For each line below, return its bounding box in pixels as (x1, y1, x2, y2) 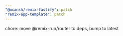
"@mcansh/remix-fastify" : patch (5, 7, 72, 12)
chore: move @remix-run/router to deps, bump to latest (5, 25, 119, 31)
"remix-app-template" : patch (5, 12, 66, 17)
